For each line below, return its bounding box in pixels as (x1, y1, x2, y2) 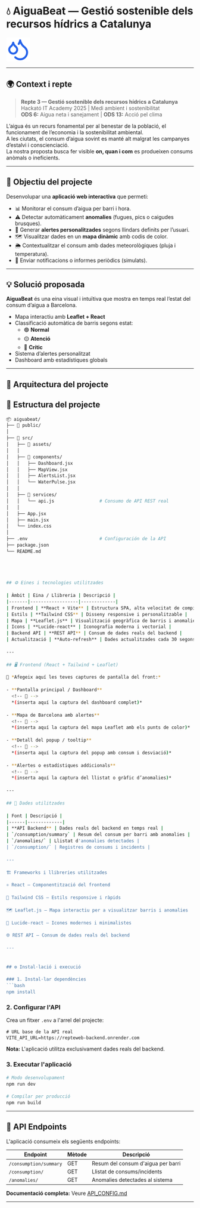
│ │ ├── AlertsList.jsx (6, 473, 76, 479)
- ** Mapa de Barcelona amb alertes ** (6, 712, 100, 718)
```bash (6, 983, 26, 989)
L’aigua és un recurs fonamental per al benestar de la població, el (6, 122, 167, 130)
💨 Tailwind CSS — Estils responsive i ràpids (6, 895, 121, 901)
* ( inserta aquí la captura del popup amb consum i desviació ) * (11, 750, 171, 756)
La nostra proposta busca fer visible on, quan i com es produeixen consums (6, 147, 193, 155)
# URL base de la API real (6, 1029, 73, 1035)
